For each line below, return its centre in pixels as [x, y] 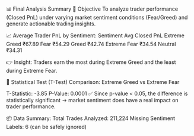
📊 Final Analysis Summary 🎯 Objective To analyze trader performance [92, 9]
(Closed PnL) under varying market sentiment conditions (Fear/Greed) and [97, 17]
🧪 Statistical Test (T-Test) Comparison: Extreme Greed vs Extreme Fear [93, 82]
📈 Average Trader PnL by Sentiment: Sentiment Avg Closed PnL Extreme [96, 35]
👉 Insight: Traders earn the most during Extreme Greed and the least [91, 62]
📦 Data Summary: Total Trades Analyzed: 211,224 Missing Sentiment [91, 118]
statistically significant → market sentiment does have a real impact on [93, 100]
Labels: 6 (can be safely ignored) [47, 127]
